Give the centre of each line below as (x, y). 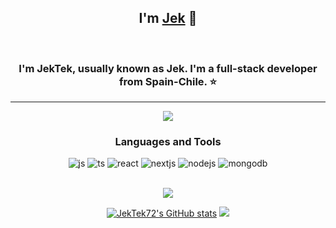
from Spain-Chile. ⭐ (168, 81)
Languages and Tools (168, 142)
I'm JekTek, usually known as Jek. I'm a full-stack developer (168, 68)
